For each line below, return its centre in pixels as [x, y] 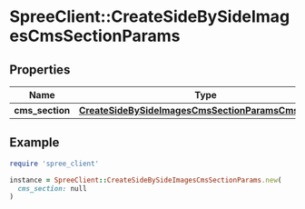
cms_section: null [53, 188]
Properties [40, 70]
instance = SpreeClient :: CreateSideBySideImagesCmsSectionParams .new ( [146, 180]
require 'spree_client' [54, 164]
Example [34, 143]
